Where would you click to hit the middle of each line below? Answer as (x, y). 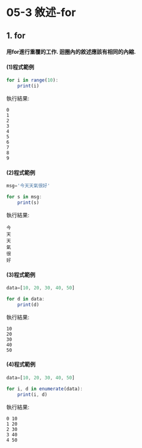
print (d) (28, 304)
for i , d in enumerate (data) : (45, 389)
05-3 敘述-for (41, 13)
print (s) (28, 203)
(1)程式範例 (20, 67)
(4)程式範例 (21, 364)
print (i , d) (32, 394)
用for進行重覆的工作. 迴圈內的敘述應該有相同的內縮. (71, 52)
